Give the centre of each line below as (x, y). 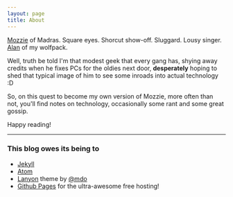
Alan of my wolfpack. (37, 47)
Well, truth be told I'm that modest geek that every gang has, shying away (112, 60)
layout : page (26, 14)
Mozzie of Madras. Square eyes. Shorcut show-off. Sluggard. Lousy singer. (114, 40)
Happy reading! (29, 124)
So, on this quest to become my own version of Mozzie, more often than (110, 96)
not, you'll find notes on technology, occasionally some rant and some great (115, 103)
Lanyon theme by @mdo (52, 178)
